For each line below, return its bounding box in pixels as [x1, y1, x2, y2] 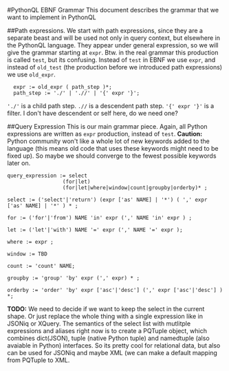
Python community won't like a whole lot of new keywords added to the [7, 137, 210, 145]
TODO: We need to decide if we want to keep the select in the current [7, 305, 205, 312]
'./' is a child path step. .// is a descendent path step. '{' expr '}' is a [7, 102, 215, 109]
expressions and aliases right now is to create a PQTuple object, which [7, 327, 208, 335]
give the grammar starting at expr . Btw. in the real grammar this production [7, 48, 219, 56]
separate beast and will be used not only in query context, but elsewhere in [7, 34, 221, 42]
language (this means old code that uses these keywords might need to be [7, 145, 219, 152]
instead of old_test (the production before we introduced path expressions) [7, 63, 222, 71]
